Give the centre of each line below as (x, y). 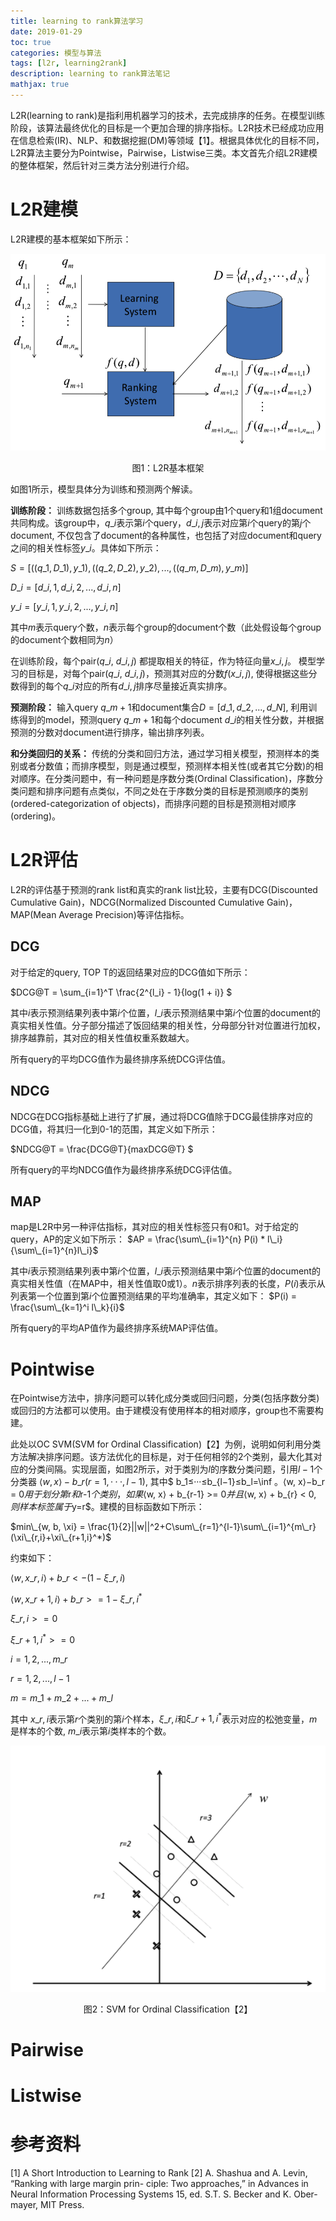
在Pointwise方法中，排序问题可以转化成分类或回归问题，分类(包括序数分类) (165, 1398)
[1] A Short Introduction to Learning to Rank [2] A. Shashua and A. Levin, (159, 2172)
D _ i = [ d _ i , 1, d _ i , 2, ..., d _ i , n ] (66, 587)
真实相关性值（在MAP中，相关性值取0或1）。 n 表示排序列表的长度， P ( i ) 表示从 (168, 1284)
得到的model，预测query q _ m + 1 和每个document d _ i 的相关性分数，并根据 (171, 720)
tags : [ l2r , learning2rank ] (69, 63)
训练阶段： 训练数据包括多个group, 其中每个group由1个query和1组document (166, 511)
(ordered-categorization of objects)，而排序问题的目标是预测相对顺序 (153, 804)
